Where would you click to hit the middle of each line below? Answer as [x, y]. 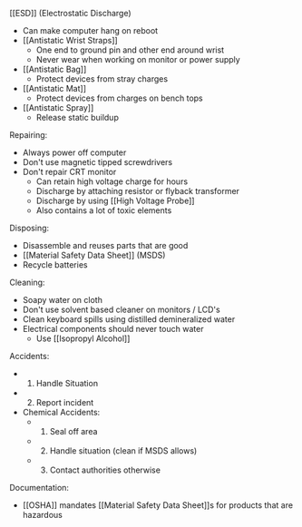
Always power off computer [74, 152]
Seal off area [73, 431]
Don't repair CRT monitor [69, 172]
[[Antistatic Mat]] [54, 88]
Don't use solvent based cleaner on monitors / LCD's [121, 309]
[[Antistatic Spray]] [58, 107]
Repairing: [29, 135]
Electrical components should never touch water [113, 329]
